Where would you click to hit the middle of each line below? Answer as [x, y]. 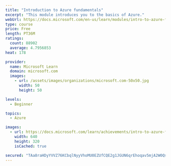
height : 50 [30, 90]
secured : [15, 155]
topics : [13, 113]
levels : [13, 99]
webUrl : [13, 19]
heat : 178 [16, 52]
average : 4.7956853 [31, 48]
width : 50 [29, 86]
